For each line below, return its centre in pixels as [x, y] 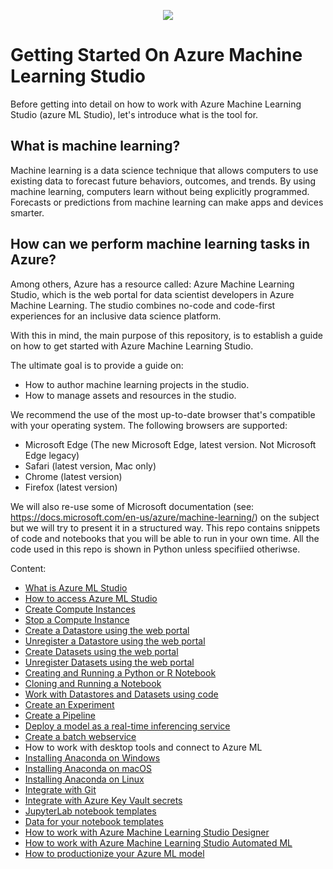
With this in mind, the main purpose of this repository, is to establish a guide [166, 335]
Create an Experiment [69, 704]
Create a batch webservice [80, 736]
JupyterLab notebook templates [90, 811]
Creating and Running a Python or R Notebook [120, 672]
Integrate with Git [60, 789]
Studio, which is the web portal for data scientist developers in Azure [152, 294]
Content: [28, 568]
